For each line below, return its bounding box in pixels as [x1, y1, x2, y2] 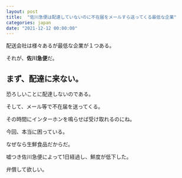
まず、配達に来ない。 [6, 73, 84, 83]
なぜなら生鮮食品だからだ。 [6, 141, 74, 148]
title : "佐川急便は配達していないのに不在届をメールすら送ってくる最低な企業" [6, 14, 177, 20]
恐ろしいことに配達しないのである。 [6, 90, 94, 98]
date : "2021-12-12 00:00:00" [6, 25, 78, 31]
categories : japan [6, 20, 51, 25]
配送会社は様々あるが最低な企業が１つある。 [6, 42, 115, 49]
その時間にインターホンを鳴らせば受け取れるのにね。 [6, 116, 135, 123]
